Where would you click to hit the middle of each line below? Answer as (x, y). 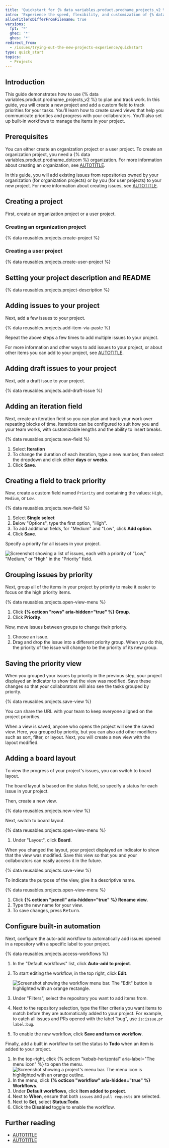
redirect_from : (21, 43)
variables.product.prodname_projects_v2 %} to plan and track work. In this (82, 99)
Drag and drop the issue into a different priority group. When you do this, (88, 642)
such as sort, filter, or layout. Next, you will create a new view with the (78, 737)
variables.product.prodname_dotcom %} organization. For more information (84, 160)
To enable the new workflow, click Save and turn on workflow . (78, 1034)
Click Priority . (27, 617)
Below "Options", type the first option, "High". (60, 523)
